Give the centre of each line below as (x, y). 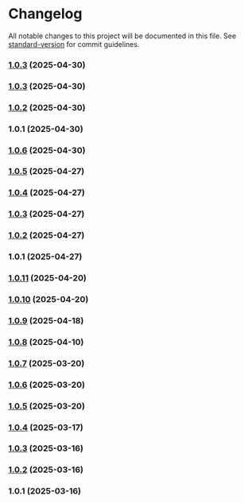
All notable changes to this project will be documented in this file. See (122, 36)
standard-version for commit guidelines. (74, 44)
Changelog (45, 14)
